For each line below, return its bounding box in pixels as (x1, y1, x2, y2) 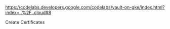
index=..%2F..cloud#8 (5, 9, 52, 15)
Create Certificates (5, 19, 45, 25)
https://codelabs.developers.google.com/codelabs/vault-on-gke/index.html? (5, 4, 165, 10)
